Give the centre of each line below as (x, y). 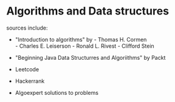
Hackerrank (30, 81)
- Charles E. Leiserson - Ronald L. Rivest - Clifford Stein (85, 46)
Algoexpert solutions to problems (57, 92)
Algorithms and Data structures (87, 11)
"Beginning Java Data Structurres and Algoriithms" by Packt (90, 57)
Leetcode (27, 69)
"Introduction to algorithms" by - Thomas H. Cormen (81, 39)
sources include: (27, 28)
